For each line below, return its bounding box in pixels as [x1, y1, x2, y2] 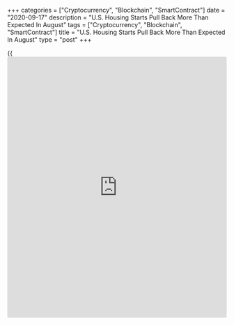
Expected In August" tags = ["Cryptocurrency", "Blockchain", [7, 21, 182, 29]
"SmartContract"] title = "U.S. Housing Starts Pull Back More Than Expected [7, 28, 226, 36]
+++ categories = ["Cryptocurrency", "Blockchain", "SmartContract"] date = [7, 6, 226, 14]
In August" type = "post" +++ [7, 35, 92, 44]
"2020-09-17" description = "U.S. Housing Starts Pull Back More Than [7, 13, 209, 22]
